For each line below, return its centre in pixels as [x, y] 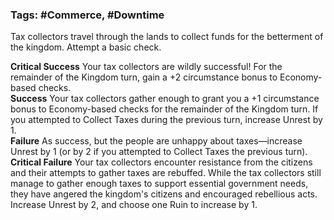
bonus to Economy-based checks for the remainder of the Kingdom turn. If [164, 109]
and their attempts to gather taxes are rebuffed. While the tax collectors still [166, 173]
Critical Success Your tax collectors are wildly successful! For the [146, 67]
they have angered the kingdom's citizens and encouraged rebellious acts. [164, 194]
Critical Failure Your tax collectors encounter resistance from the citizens [161, 162]
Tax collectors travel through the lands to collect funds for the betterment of [167, 37]
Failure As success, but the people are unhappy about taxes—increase [156, 141]
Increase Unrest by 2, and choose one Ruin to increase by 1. [134, 205]
